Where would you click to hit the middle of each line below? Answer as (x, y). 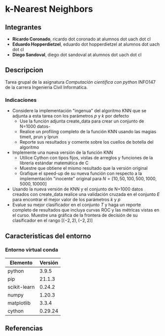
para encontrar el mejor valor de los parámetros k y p (66, 200)
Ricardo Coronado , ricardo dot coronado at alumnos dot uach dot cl (82, 39)
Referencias (24, 328)
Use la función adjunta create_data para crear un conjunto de (82, 121)
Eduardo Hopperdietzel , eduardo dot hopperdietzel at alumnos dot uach (86, 44)
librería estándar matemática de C (54, 163)
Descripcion (24, 70)
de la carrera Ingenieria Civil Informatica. (46, 87)
